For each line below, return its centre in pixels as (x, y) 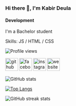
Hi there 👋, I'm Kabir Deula (38, 8)
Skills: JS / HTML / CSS (30, 41)
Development (20, 20)
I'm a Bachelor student (29, 31)
